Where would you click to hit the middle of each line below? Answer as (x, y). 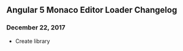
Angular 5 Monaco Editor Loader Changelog (92, 10)
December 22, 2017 (36, 28)
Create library (32, 41)
